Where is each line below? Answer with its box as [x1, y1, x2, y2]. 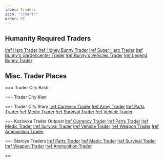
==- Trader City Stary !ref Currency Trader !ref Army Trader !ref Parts [5, 103, 145, 109]
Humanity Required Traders [5, 34, 91, 42]
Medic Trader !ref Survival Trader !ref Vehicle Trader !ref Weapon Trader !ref [5, 123, 159, 129]
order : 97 [5, 16, 25, 21]
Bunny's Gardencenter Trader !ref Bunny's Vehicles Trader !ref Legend [5, 52, 147, 59]
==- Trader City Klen [5, 94, 47, 100]
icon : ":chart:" [5, 12, 38, 17]
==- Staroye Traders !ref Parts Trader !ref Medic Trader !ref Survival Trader [5, 138, 156, 144]
